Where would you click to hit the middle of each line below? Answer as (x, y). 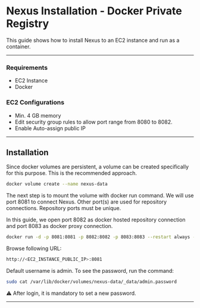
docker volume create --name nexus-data (57, 184)
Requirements (27, 67)
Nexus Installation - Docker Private (94, 11)
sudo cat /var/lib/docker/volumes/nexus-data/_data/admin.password (92, 282)
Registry (28, 24)
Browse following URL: (34, 248)
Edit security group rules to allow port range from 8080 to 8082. (93, 122)
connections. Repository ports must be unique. (64, 208)
